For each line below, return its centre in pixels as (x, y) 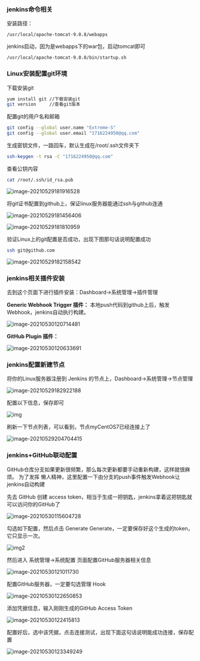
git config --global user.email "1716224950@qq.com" (73, 134)
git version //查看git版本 (44, 104)
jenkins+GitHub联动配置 (42, 455)
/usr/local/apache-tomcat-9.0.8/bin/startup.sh (67, 58)
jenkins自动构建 (26, 484)
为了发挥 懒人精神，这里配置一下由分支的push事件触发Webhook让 (99, 476)
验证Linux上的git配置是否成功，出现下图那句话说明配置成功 (79, 239)
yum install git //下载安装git (44, 99)
